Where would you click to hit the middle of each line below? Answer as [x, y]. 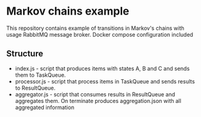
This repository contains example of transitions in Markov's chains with [95, 28]
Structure [25, 54]
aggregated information [45, 107]
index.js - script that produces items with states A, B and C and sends [102, 68]
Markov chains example [68, 11]
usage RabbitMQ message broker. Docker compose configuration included [100, 34]
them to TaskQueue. [40, 75]
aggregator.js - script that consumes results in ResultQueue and [95, 94]
